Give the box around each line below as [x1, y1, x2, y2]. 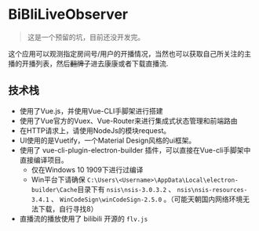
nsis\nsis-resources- [177, 186, 248, 193]
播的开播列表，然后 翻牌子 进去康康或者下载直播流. [8, 59, 169, 68]
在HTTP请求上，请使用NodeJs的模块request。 [19, 125, 171, 135]
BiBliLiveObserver [8, 5, 128, 23]
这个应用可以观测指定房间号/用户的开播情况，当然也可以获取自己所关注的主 [8, 49, 252, 58]
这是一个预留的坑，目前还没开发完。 [27, 32, 145, 42]
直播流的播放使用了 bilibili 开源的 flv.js [19, 214, 148, 223]
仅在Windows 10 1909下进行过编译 [31, 164, 144, 174]
